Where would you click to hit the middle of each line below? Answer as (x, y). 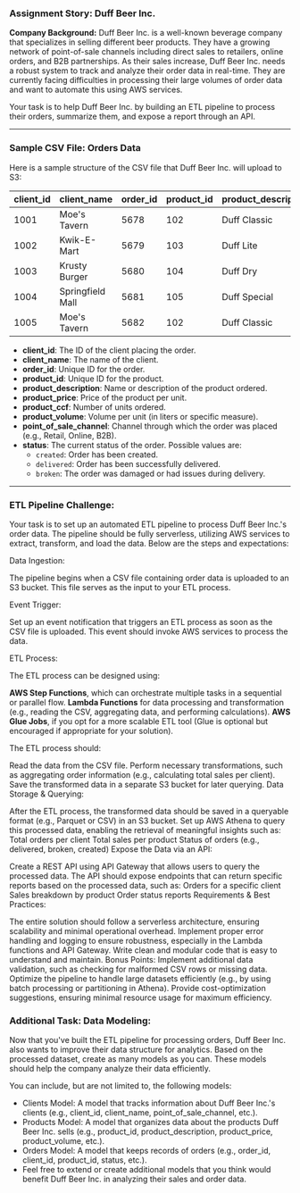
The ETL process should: (55, 747)
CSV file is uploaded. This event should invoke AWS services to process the (149, 631)
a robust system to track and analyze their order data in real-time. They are (147, 71)
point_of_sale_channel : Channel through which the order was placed (150, 426)
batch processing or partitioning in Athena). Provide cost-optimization (137, 988)
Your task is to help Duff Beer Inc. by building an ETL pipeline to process (142, 107)
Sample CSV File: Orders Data (75, 148)
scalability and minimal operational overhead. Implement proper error (137, 930)
